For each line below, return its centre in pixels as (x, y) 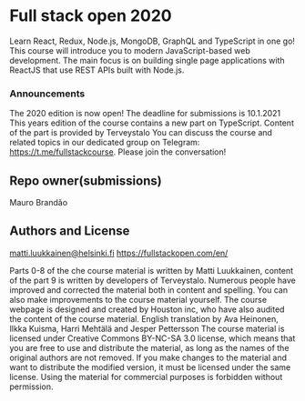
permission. (31, 386)
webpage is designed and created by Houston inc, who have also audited (147, 309)
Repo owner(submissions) (86, 180)
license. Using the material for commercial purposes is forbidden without (146, 376)
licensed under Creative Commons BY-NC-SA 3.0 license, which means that (152, 338)
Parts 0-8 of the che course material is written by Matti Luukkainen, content (152, 270)
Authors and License (70, 231)
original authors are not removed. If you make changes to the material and (148, 357)
